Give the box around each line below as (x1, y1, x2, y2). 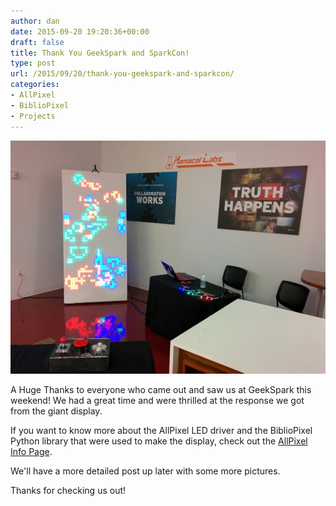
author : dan (10, 16, 60, 26)
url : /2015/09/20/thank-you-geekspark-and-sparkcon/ (10, 69, 235, 79)
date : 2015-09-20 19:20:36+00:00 (10, 26, 150, 37)
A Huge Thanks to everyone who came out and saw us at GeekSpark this (10, 383, 312, 395)
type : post (10, 58, 56, 69)
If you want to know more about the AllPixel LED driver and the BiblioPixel (10, 424, 313, 436)
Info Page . (10, 445, 53, 457)
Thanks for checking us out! (10, 484, 127, 496)
